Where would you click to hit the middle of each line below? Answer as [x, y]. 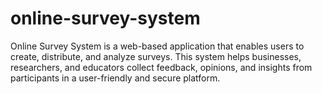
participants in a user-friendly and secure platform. [115, 78]
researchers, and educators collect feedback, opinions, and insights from [161, 67]
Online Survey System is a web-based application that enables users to [157, 46]
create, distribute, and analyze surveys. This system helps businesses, [156, 56]
